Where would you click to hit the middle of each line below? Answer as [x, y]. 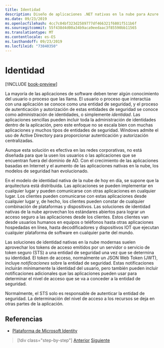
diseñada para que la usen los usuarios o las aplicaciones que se [70, 155]
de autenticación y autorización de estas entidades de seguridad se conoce [82, 109]
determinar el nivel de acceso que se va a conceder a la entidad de [73, 278]
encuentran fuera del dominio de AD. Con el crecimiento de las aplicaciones [82, 161]
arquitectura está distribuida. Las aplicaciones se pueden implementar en [79, 186]
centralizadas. [19, 140]
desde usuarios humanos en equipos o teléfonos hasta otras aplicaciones [79, 222]
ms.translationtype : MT [29, 32]
